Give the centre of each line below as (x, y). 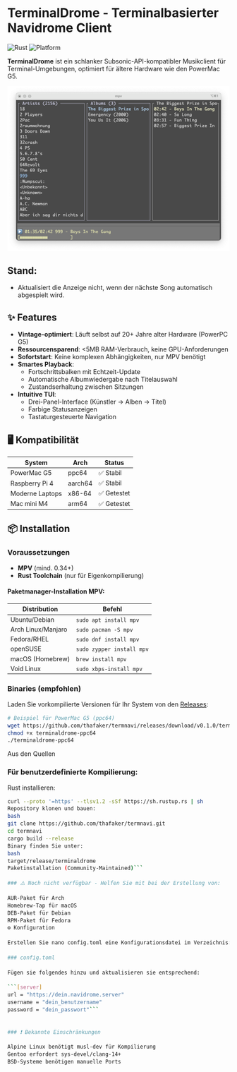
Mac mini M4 (29, 504)
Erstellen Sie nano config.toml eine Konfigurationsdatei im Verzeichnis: (120, 943)
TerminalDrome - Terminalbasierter (113, 13)
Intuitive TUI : (37, 395)
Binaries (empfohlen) (44, 689)
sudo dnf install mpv (108, 640)
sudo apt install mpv (108, 620)
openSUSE (26, 649)
